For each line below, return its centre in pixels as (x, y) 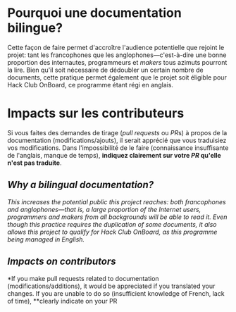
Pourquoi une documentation (94, 13)
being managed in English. (46, 239)
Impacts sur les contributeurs (96, 113)
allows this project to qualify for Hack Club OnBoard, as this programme (112, 232)
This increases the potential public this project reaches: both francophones (117, 201)
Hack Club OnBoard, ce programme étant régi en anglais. (91, 85)
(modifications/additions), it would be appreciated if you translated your (111, 286)
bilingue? (35, 28)
